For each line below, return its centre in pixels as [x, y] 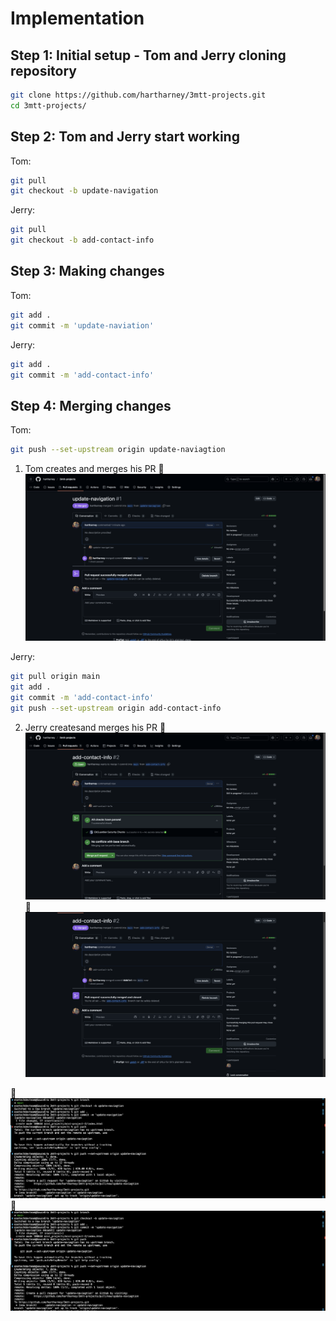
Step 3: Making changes [87, 271]
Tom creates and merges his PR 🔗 [94, 469]
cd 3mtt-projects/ [48, 105]
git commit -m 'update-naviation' [82, 325]
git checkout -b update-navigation [84, 191]
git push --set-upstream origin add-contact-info [116, 708]
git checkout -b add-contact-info [82, 240]
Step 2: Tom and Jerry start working [125, 137]
